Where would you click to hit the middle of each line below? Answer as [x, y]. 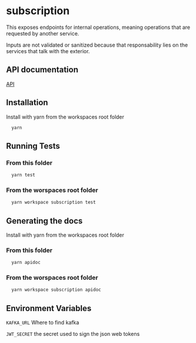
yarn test [23, 175]
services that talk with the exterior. [48, 51]
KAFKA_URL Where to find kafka [43, 322]
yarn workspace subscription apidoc [56, 290]
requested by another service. [43, 33]
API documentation [42, 70]
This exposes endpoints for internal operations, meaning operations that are [98, 27]
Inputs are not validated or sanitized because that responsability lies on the [97, 45]
